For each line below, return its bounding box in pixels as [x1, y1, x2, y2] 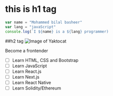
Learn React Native [12, 79, 52, 85]
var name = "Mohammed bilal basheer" [5, 20, 83, 25]
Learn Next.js [12, 74, 40, 80]
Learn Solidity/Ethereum [12, 85, 61, 91]
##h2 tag [5, 38, 24, 44]
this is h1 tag [5, 3, 56, 15]
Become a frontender [5, 48, 48, 53]
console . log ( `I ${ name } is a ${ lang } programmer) [5, 29, 109, 34]
